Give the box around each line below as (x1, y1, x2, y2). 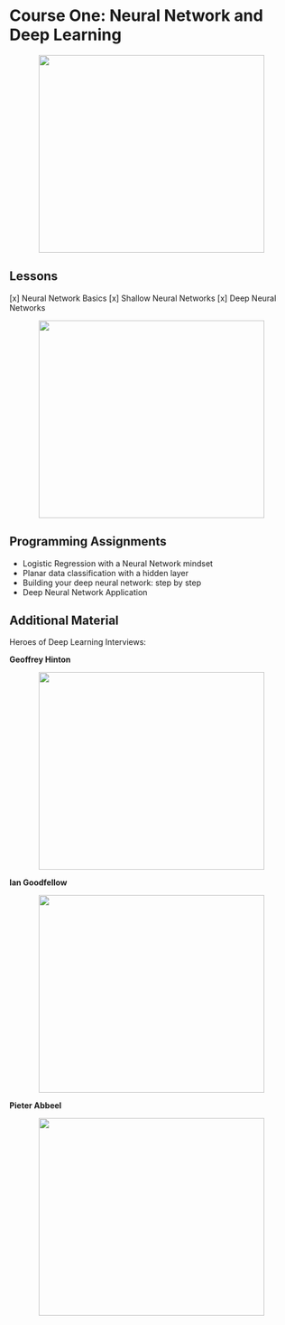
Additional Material (9, 612, 119, 628)
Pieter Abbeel (9, 1100, 62, 1111)
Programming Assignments (9, 534, 167, 549)
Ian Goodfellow (9, 877, 68, 888)
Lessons (9, 268, 59, 285)
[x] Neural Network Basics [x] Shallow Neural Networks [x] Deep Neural (9, 293, 277, 303)
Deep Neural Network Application (22, 586, 148, 597)
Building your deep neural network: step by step (22, 577, 201, 588)
